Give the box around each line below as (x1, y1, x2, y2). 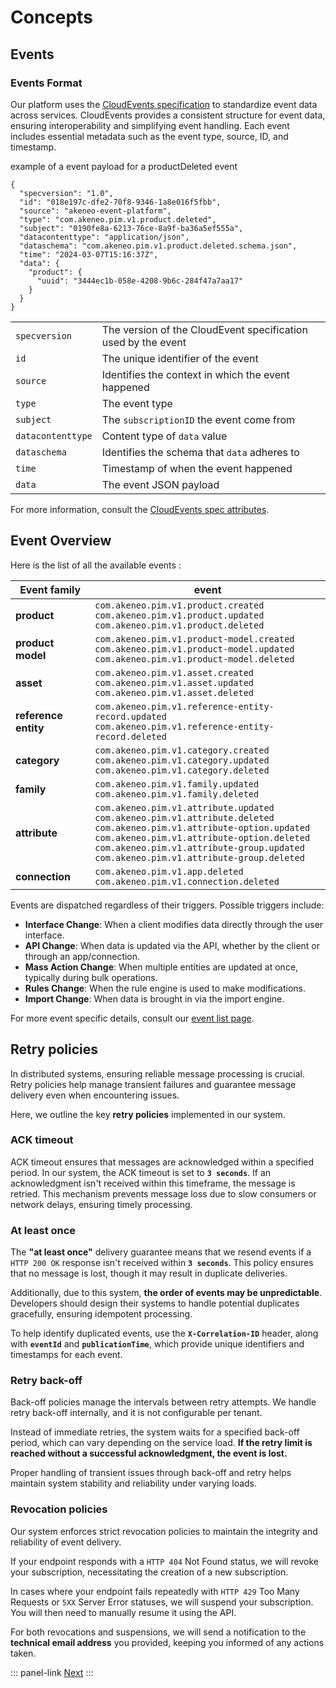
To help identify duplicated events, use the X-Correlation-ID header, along (10, 1327, 319, 1340)
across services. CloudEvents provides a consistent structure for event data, (10, 109, 326, 121)
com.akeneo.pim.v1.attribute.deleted (94, 812, 275, 823)
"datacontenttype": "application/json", (19, 232, 190, 242)
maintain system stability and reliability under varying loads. (10, 1477, 258, 1490)
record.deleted (94, 731, 167, 742)
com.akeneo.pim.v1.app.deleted (94, 866, 244, 877)
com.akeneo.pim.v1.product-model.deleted (94, 653, 295, 665)
